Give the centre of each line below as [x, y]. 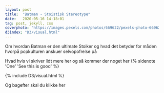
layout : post [18, 10]
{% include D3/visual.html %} [35, 76]
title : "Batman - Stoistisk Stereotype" [48, 14]
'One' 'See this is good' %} [32, 66]
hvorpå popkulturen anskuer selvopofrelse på [51, 51]
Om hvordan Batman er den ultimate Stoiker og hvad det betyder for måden [81, 46]
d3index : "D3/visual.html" [32, 32]
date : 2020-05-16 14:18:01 [35, 19]
